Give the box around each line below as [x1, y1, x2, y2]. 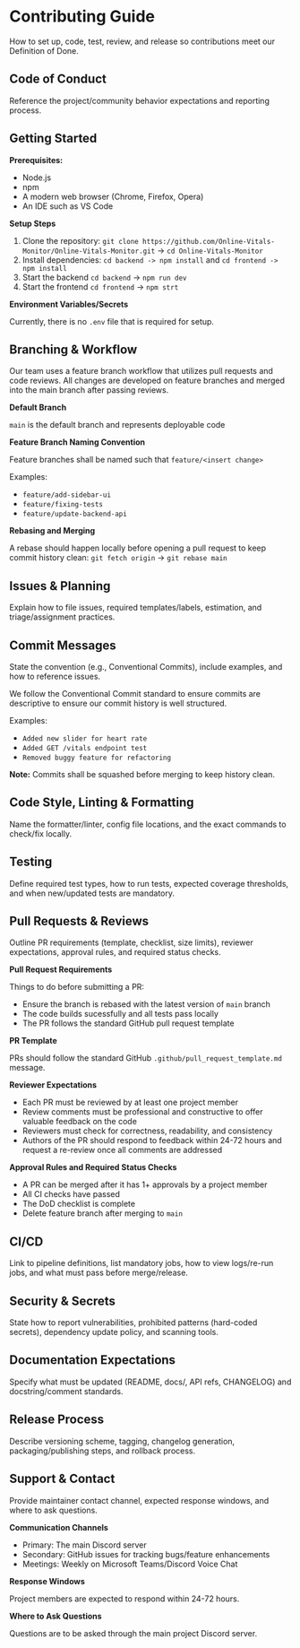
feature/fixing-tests [21, 500, 103, 509]
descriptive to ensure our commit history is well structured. [9, 698, 227, 708]
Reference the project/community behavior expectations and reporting [9, 95, 270, 106]
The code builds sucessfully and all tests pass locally [21, 1009, 219, 1019]
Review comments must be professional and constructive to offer [21, 1106, 263, 1117]
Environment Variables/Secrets [9, 299, 129, 309]
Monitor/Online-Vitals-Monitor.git [21, 247, 156, 256]
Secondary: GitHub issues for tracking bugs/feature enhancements [21, 1548, 270, 1559]
